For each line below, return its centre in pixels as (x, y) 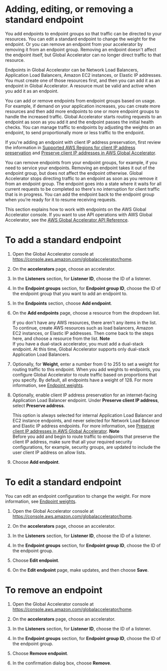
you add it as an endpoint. (32, 91)
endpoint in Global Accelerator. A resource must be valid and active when (81, 85)
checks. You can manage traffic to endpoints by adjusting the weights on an (83, 127)
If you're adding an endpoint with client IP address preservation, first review (83, 142)
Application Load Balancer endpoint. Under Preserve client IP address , (86, 400)
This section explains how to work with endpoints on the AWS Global (76, 209)
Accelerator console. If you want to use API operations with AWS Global (79, 214)
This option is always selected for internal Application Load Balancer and (87, 415)
